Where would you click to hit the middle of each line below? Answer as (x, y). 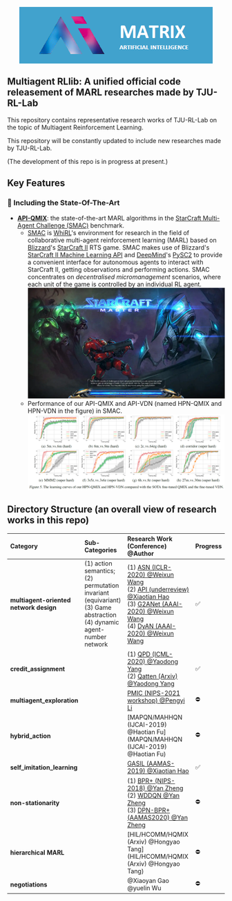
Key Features (36, 183)
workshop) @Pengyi (156, 700)
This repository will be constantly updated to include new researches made (114, 140)
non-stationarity (35, 803)
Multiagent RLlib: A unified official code (94, 82)
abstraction (100, 615)
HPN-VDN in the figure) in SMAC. (75, 411)
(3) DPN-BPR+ (149, 810)
